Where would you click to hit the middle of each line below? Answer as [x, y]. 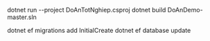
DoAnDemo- [185, 10]
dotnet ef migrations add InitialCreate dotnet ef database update [99, 30]
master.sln [22, 17]
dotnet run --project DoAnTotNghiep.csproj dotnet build [87, 10]
